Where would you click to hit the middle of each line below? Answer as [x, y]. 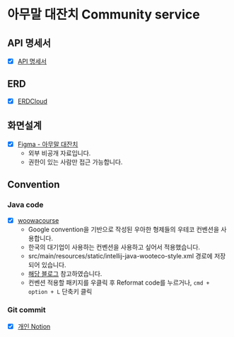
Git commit [27, 310]
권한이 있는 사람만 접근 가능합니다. [75, 162]
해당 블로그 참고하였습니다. [65, 273]
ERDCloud [33, 101]
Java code [25, 205]
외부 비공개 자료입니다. [59, 153]
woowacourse [38, 220]
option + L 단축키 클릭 [60, 291]
